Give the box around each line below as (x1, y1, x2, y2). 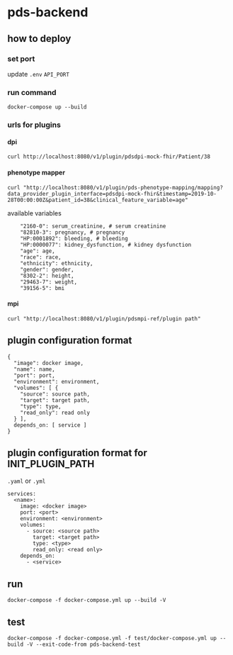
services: (7, 491, 37, 498)
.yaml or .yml (7, 476, 46, 486)
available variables (7, 208, 62, 217)
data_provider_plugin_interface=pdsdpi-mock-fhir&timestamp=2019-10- (7, 190, 217, 197)
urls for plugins (7, 120, 62, 130)
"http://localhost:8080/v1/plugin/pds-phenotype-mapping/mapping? (23, 184, 223, 191)
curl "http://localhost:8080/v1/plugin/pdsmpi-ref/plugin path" (7, 315, 201, 323)
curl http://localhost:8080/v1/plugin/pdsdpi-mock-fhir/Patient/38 (7, 153, 211, 160)
